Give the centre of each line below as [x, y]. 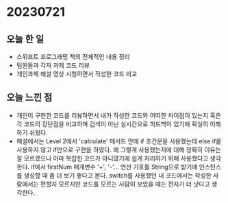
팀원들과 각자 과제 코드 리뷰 [53, 65]
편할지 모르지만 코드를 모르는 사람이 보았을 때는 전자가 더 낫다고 [125, 184]
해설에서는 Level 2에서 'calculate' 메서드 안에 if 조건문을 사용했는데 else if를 [119, 141]
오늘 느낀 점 [29, 98]
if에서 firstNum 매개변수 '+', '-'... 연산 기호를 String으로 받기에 [114, 167]
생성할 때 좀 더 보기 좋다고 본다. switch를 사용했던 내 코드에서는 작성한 [117, 175]
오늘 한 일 [25, 39]
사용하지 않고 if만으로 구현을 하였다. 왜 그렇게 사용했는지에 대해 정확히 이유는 [118, 150]
